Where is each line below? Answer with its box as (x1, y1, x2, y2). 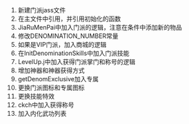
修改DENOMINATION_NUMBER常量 (17, 32, 119, 40)
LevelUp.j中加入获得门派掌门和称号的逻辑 (17, 58, 136, 65)
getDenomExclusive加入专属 (17, 75, 99, 83)
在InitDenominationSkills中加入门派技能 (17, 49, 130, 57)
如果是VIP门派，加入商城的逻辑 (17, 41, 107, 48)
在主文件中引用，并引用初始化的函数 (17, 14, 121, 23)
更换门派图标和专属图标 (17, 83, 85, 92)
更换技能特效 (17, 92, 54, 100)
